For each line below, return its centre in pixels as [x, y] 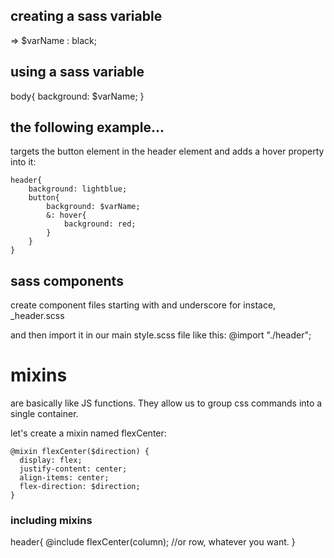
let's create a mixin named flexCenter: [88, 433]
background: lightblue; [78, 189]
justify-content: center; [73, 469]
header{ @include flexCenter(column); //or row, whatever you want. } [153, 542]
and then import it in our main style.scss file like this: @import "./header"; [161, 335]
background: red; [100, 224]
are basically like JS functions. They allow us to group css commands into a [166, 403]
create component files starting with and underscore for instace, [143, 305]
